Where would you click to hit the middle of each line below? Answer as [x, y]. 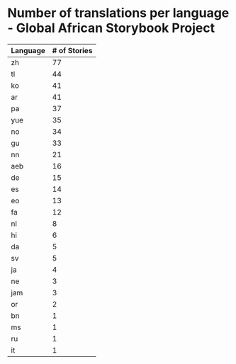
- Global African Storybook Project [111, 28]
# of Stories [72, 50]
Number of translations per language [118, 13]
